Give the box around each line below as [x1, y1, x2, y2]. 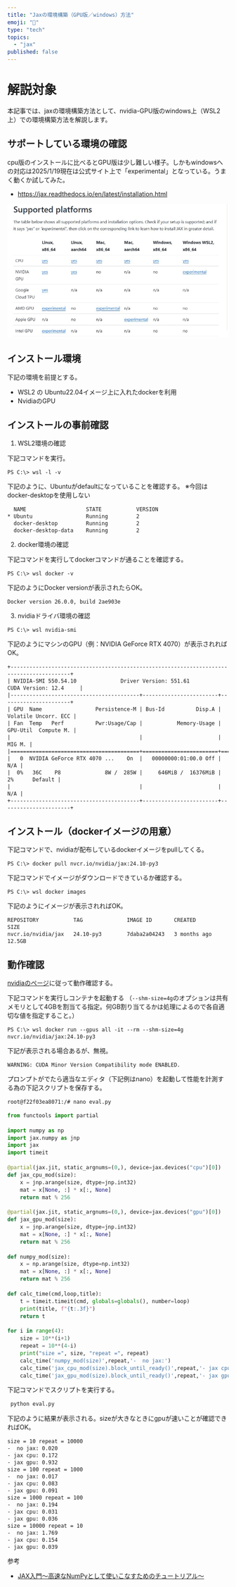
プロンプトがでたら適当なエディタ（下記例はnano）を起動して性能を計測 [7, 1075, 218, 1083]
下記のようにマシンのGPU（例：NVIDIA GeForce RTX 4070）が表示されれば [7, 640, 228, 648]
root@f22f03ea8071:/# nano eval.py [7, 1099, 112, 1106]
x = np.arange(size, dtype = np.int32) [20, 1261, 131, 1268]
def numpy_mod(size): [7, 1253, 71, 1260]
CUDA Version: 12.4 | [7, 685, 83, 692]
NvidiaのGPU [17, 397, 56, 405]
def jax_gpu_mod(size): [7, 1216, 77, 1224]
